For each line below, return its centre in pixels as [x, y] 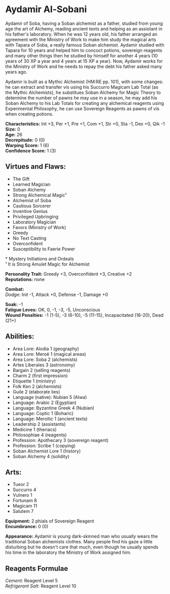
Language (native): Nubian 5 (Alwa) [50, 397]
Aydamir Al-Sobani [46, 9]
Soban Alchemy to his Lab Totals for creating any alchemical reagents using [84, 103]
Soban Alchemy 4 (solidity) [41, 456]
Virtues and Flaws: [36, 166]
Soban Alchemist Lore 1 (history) [47, 451]
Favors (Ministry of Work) [39, 227]
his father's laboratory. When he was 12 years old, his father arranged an [81, 34]
